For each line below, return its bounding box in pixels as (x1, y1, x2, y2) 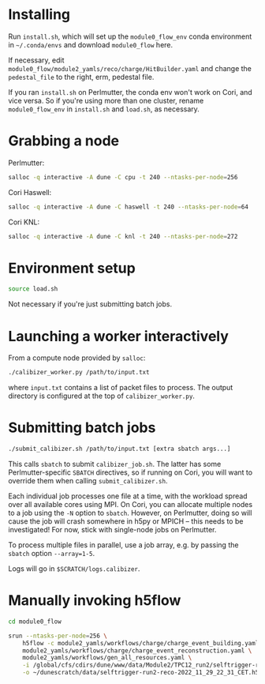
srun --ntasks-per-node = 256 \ (8, 632, 108, 640)
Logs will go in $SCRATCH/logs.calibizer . (8, 563, 140, 573)
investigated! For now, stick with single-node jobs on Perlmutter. (8, 524, 217, 534)
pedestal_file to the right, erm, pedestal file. (8, 72, 155, 81)
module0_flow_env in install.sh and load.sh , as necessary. (8, 104, 200, 114)
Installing (8, 6, 71, 24)
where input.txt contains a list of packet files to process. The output (8, 383, 233, 393)
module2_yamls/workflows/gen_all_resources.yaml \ (22, 654, 192, 662)
